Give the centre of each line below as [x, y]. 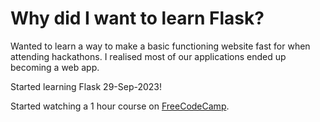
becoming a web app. [55, 67]
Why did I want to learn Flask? [137, 18]
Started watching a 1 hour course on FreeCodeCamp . [120, 106]
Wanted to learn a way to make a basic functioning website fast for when [160, 46]
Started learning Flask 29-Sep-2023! [86, 86]
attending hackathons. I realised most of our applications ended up [148, 56]
